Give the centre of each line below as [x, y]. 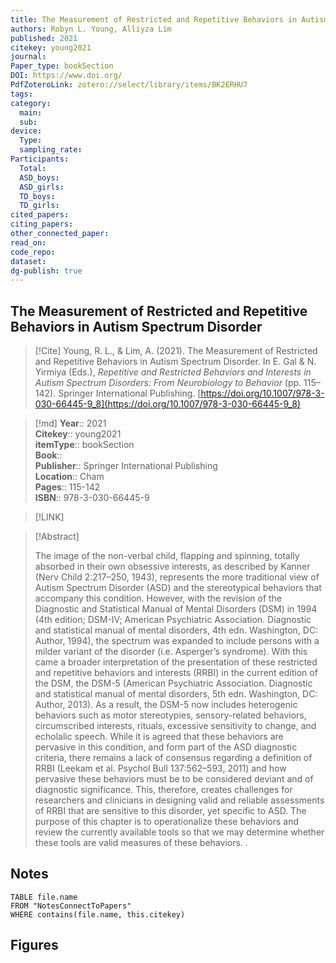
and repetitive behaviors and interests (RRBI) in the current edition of [176, 673]
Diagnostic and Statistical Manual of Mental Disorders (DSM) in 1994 [176, 609]
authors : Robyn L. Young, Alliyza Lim [91, 29]
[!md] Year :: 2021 [70, 423]
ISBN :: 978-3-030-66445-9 [92, 498]
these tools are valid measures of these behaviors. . [141, 843]
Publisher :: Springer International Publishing [126, 466]
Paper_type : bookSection [62, 66]
